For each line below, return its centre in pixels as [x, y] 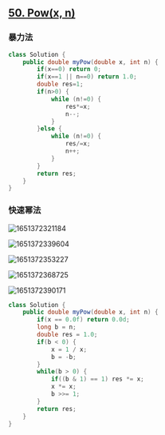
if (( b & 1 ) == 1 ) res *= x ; [98, 379]
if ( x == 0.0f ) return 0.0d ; [83, 320]
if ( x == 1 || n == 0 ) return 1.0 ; [87, 77]
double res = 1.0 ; [67, 335]
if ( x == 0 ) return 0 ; [69, 70]
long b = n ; [57, 327]
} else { [49, 129]
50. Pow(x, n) [42, 13]
